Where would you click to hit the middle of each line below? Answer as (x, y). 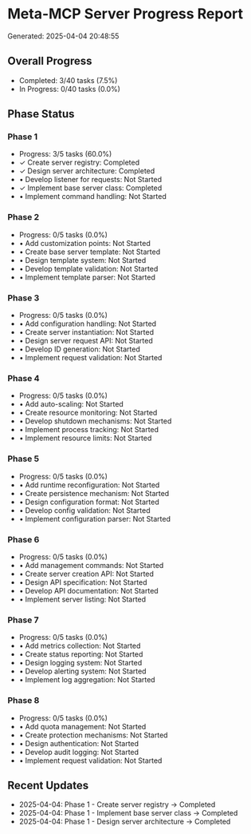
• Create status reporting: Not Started (81, 654)
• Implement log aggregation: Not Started (87, 680)
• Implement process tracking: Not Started (89, 430)
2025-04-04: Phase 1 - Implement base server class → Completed (128, 813)
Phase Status (41, 114)
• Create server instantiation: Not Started (86, 332)
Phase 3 (24, 298)
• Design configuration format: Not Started (89, 502)
